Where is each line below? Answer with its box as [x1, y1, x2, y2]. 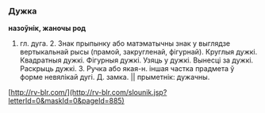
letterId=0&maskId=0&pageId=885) [8, 96, 125, 106]
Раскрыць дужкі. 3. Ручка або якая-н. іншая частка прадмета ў [19, 64, 235, 73]
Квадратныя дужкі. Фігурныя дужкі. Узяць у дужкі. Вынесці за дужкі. [19, 55, 254, 65]
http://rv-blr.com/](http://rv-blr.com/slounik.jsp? [10, 88, 167, 97]
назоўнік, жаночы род [8, 24, 86, 33]
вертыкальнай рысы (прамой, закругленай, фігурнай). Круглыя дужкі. [19, 47, 258, 57]
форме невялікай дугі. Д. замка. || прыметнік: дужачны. [19, 73, 210, 82]
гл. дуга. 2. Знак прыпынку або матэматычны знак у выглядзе [19, 39, 231, 48]
